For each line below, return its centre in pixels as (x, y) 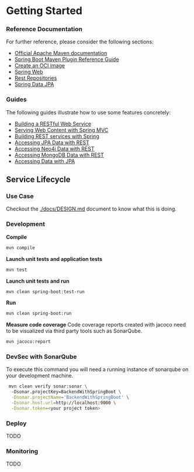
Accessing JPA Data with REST (52, 142)
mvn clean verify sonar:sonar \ (48, 386)
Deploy (16, 423)
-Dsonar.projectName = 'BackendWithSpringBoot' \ (70, 398)
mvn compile (20, 247)
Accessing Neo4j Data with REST (54, 148)
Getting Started (44, 11)
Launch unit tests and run (38, 281)
